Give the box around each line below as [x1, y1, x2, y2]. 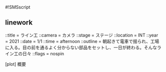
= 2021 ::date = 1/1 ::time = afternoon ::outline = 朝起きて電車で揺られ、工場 [5, 38, 160, 44]
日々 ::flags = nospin [22, 50, 64, 56]
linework [5, 18, 33, 27]
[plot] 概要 [5, 61, 26, 67]
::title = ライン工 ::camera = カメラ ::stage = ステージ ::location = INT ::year [5, 32, 159, 38]
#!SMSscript [5, 4, 31, 10]
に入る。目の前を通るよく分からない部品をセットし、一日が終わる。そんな [5, 44, 157, 50]
